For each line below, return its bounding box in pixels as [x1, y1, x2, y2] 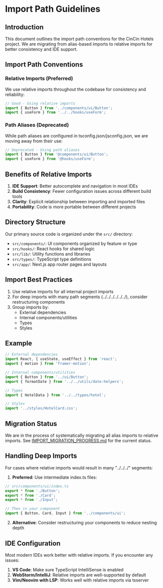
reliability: [5, 92, 25, 97]
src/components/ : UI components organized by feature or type [12, 240, 138, 246]
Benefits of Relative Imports [5, 170, 92, 178]
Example [5, 339, 32, 348]
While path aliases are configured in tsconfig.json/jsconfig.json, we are [5, 133, 148, 139]
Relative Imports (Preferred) [5, 75, 73, 82]
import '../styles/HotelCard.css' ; [5, 406, 78, 411]
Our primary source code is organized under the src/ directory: [5, 231, 133, 237]
